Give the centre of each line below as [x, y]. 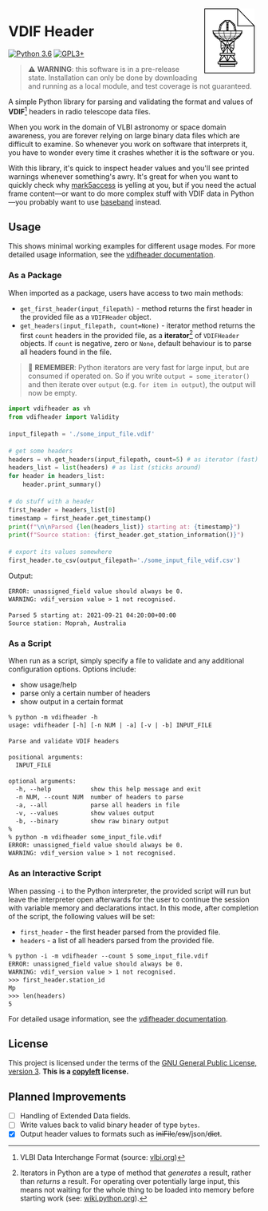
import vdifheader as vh [49, 409]
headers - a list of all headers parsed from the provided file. [117, 940]
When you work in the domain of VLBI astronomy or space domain [117, 127]
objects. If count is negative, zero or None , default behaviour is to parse [136, 344]
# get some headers [41, 451]
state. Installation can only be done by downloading [112, 78]
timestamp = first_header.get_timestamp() [80, 518]
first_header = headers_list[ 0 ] [62, 510]
